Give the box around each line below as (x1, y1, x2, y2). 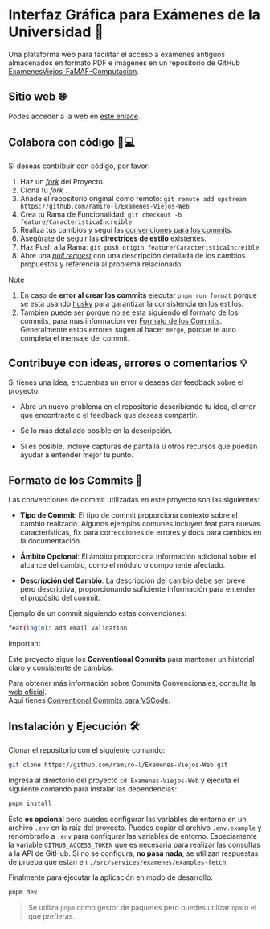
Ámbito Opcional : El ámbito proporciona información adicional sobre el (19, 551, 256, 561)
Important (8, 638, 41, 649)
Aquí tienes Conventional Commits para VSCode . (8, 696, 171, 705)
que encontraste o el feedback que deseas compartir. (19, 411, 198, 420)
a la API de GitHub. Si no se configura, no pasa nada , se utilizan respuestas (8, 848, 259, 858)
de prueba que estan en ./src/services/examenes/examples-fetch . (8, 857, 229, 866)
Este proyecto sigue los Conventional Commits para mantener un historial (8, 654, 255, 664)
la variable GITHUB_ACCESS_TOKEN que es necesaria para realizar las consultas (8, 840, 261, 849)
